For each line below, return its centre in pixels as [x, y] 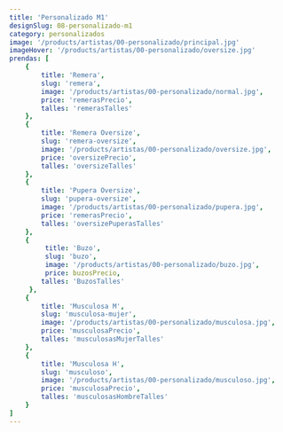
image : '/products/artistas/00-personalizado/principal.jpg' [125, 42]
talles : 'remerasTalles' [87, 108]
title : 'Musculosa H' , [83, 364]
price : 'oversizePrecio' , [89, 157]
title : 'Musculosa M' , [83, 306]
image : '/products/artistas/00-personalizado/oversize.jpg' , [157, 149]
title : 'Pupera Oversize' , [91, 191]
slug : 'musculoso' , [77, 372]
